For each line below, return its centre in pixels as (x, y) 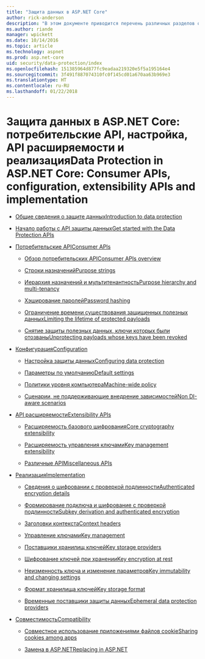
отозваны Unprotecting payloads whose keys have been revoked (106, 337)
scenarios (54, 402)
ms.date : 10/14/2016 (33, 40)
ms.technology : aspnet (35, 52)
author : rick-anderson (35, 18)
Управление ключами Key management (74, 535)
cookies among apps (51, 637)
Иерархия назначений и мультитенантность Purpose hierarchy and (110, 282)
